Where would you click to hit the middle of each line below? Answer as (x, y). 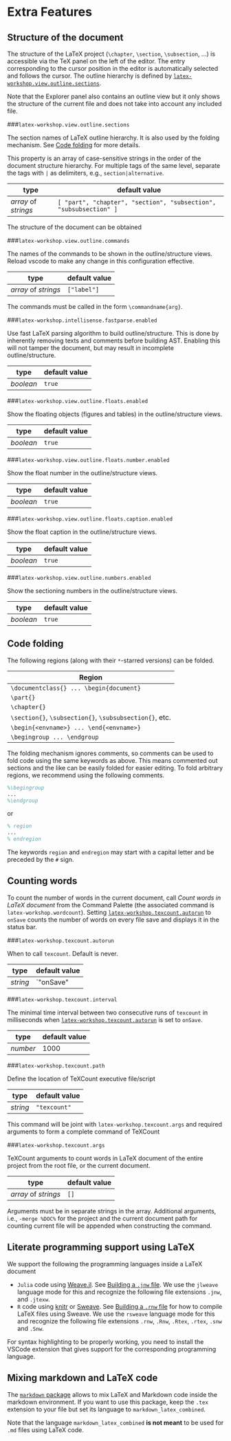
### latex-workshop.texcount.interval (62, 999)
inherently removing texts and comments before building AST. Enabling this (114, 340)
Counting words (42, 881)
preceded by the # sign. (41, 860)
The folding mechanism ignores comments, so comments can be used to (110, 753)
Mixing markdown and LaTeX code (82, 1378)
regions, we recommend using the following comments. (86, 775)
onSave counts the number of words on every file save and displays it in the (113, 920)
